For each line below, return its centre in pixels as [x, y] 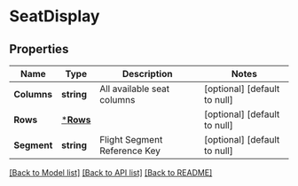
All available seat [134, 89]
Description [147, 74]
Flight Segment [131, 139]
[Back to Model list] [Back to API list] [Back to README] [111, 173]
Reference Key [130, 151]
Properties [39, 49]
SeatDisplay [55, 16]
